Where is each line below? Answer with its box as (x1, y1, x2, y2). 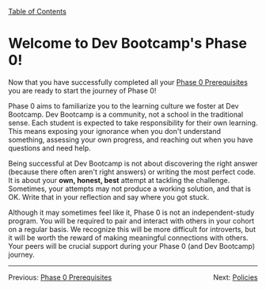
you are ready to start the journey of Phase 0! (8, 86, 157, 95)
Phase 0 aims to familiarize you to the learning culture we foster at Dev (8, 101, 239, 110)
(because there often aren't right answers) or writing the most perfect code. (8, 166, 256, 177)
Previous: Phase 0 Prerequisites (8, 273, 112, 282)
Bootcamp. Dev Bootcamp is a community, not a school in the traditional (8, 109, 244, 119)
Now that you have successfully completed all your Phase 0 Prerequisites (8, 77, 248, 86)
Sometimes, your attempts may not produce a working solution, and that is (8, 184, 252, 193)
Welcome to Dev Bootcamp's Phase (8, 35, 248, 52)
